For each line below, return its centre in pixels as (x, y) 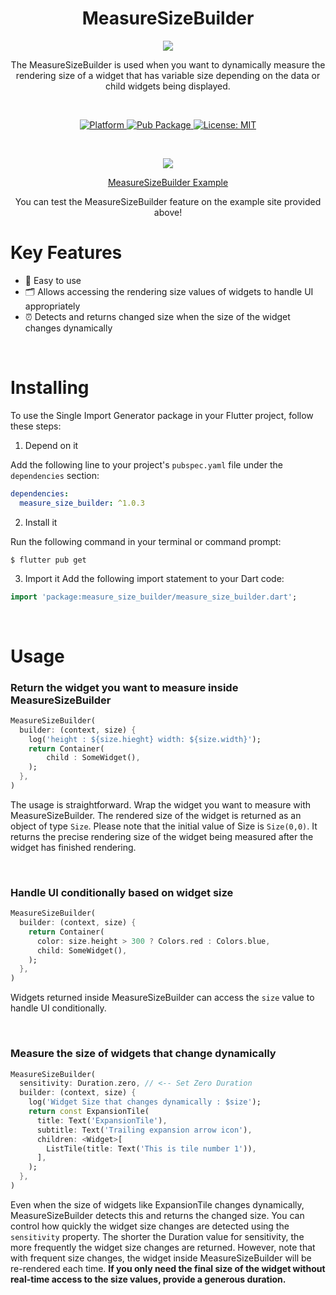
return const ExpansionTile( (89, 1112)
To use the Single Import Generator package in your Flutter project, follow (162, 415)
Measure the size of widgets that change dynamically (143, 1054)
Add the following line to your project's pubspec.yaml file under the (146, 464)
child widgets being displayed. (168, 86)
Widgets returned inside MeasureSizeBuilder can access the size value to (162, 998)
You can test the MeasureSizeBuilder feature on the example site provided (168, 201)
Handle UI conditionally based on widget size (122, 892)
